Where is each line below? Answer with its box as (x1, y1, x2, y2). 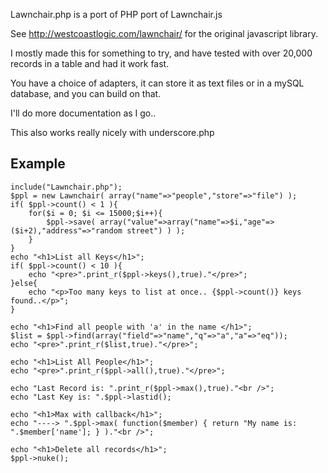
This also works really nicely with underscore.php (10, 127, 215, 138)
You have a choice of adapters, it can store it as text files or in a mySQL (10, 77, 305, 89)
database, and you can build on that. (10, 88, 162, 99)
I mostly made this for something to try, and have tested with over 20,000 (10, 47, 313, 59)
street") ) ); (126, 225, 186, 236)
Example (10, 155, 66, 173)
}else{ (10, 278, 38, 288)
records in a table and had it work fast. (10, 58, 170, 69)
